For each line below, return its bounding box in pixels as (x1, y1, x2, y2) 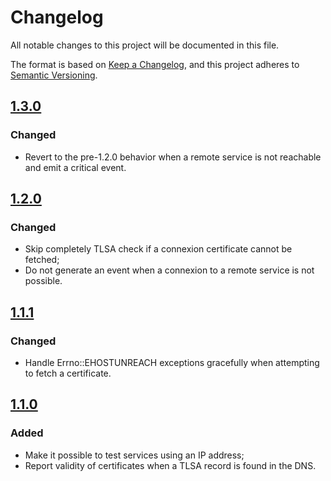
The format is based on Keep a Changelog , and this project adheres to (10, 58, 300, 70)
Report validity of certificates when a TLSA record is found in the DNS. (24, 459, 317, 471)
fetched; (24, 254, 60, 266)
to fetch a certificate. (24, 367, 112, 379)
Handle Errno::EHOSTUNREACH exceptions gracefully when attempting (24, 357, 320, 368)
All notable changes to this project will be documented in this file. (10, 39, 280, 51)
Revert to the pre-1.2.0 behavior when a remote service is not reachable (24, 151, 322, 163)
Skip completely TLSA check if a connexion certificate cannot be (24, 243, 293, 255)
